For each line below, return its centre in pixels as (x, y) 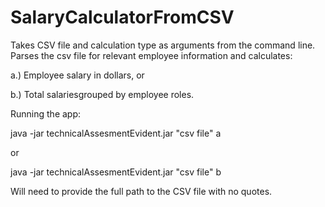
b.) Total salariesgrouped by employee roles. (102, 94)
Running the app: (46, 113)
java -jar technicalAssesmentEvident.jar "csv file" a (116, 133)
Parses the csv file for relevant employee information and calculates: (151, 55)
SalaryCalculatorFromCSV (122, 17)
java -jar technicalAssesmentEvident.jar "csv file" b (116, 172)
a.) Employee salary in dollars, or (77, 75)
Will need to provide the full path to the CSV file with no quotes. (141, 191)
